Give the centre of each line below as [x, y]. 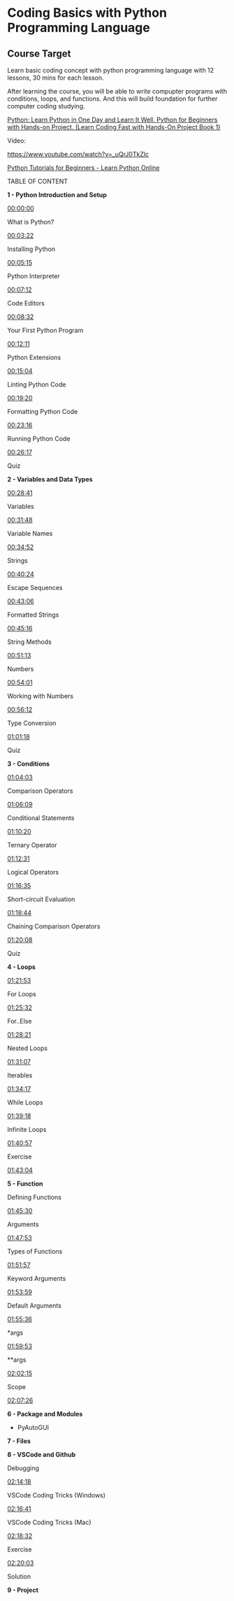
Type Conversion [32, 723]
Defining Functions [34, 1197]
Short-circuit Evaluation [41, 899]
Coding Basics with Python [87, 13]
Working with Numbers [40, 696]
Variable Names [30, 533]
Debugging [23, 1468]
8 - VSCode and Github [42, 1455]
